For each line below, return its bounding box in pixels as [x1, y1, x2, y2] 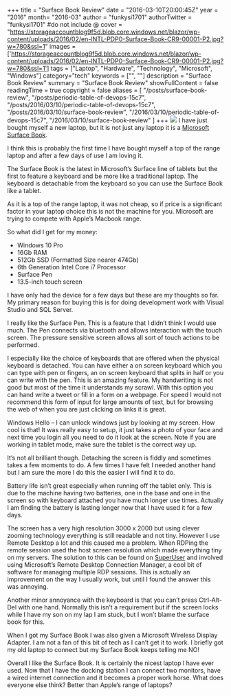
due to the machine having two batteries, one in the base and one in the [7, 489, 211, 497]
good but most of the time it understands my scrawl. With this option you [7, 383, 214, 391]
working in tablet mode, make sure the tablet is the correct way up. [7, 440, 197, 449]
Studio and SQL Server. [7, 306, 74, 313]
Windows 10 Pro [16, 241, 63, 249]
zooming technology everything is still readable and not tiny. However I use [7, 532, 220, 539]
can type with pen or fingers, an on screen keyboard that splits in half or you [7, 369, 224, 377]
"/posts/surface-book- [143, 86, 208, 94]
